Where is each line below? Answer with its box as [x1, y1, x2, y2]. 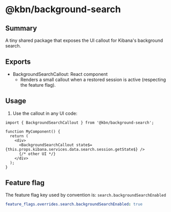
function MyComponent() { [5, 129, 60, 134]
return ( [10, 134, 29, 139]
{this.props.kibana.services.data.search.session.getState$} [5, 147, 138, 152]
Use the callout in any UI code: [12, 110, 78, 116]
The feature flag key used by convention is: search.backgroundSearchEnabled [5, 192, 166, 198]
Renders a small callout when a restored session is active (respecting [20, 76, 166, 83]
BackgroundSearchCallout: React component [12, 71, 108, 77]
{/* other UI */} [18, 151, 56, 156]
